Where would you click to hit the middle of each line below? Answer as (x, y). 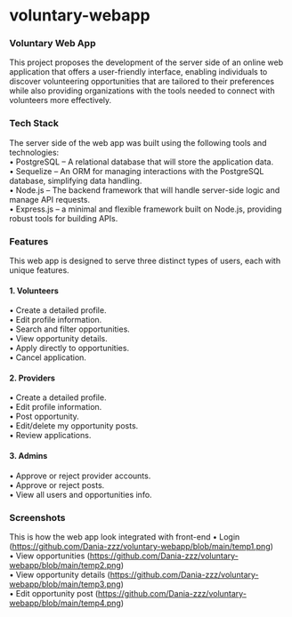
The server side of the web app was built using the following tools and (138, 142)
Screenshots (37, 517)
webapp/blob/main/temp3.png (65, 584)
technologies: (34, 152)
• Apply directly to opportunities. (69, 349)
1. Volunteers (34, 291)
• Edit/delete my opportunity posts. (74, 426)
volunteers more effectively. (61, 100)
